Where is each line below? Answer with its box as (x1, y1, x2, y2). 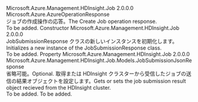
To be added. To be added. (6, 90, 72, 97)
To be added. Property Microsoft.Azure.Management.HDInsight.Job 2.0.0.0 (6, 51, 190, 57)
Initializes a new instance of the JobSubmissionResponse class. (6, 44, 162, 51)
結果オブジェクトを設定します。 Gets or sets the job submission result (16, 78, 186, 84)
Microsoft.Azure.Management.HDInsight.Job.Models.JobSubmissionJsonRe (6, 57, 192, 64)
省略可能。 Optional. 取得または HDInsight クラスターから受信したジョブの (6, 70, 187, 77)
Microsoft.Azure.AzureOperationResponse (6, 11, 110, 18)
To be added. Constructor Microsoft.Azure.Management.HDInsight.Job (6, 25, 180, 31)
